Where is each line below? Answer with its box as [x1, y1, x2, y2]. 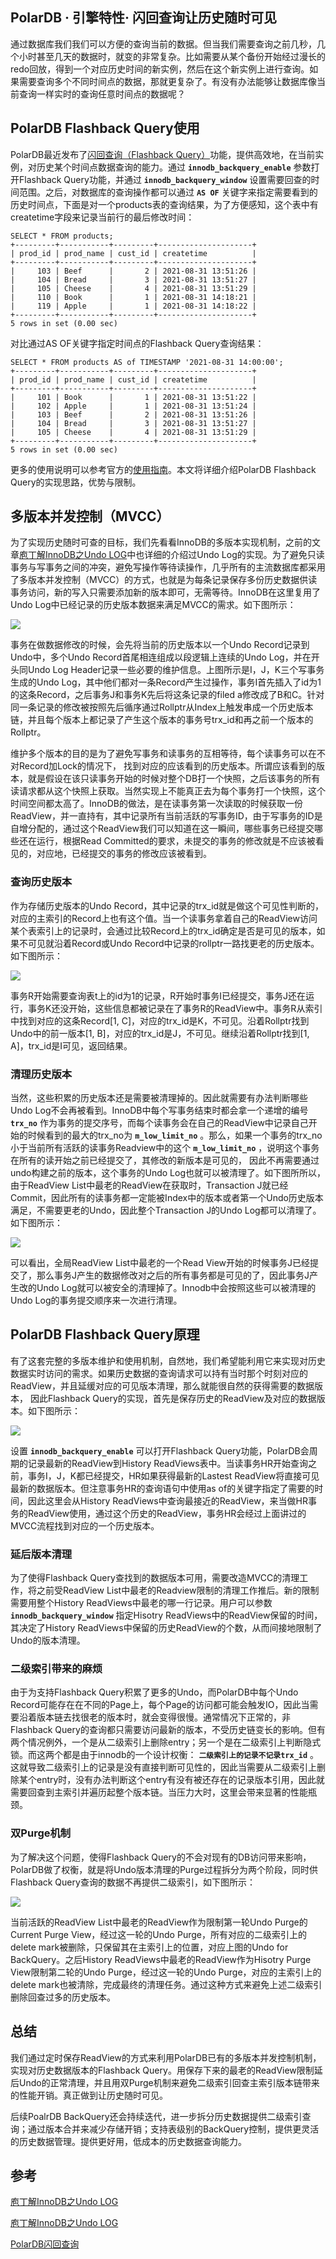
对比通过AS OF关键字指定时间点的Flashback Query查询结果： [10, 337, 265, 349]
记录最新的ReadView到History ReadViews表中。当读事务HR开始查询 [27, 1457, 309, 1469]
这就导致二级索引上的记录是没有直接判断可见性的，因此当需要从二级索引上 [10, 1761, 317, 1773]
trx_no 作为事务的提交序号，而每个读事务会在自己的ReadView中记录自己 [10, 1117, 309, 1129]
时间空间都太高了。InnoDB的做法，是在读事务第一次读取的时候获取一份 [10, 798, 303, 810]
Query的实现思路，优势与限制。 [10, 476, 142, 488]
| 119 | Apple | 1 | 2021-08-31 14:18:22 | [10, 301, 257, 311]
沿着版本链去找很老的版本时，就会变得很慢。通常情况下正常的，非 [18, 1711, 291, 1723]
